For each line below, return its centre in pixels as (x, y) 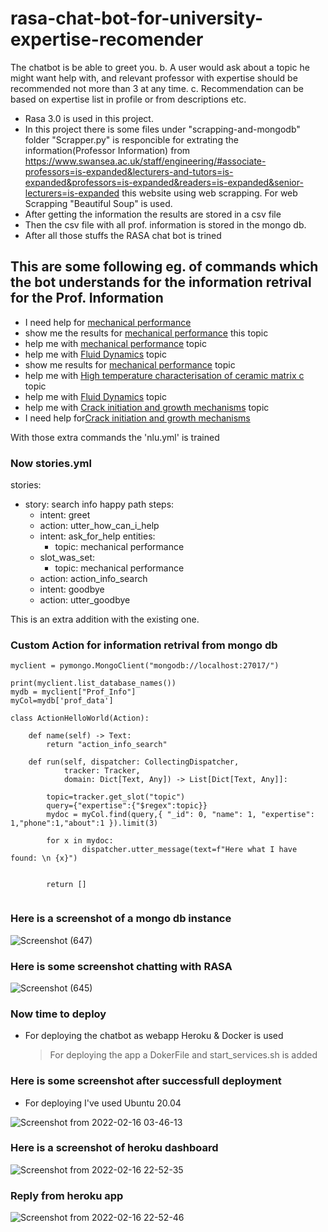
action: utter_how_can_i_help (99, 526)
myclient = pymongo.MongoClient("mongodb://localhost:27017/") (145, 666)
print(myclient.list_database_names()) (93, 683)
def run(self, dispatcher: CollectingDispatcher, (134, 762)
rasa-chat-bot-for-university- (137, 18)
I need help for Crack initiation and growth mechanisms (137, 418)
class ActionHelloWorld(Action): (80, 718)
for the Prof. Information (87, 298)
